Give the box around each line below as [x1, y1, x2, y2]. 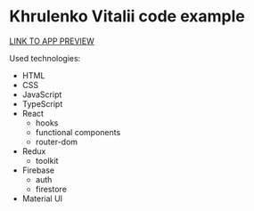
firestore [35, 183, 67, 194]
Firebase [21, 165, 55, 175]
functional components [35, 126, 121, 137]
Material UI [21, 193, 63, 204]
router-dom [35, 136, 78, 147]
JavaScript [21, 89, 62, 100]
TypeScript [21, 98, 63, 109]
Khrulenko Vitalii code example [9, 6, 245, 27]
